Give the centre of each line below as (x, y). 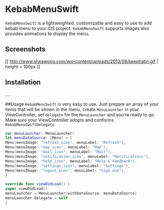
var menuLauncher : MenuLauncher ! (40, 133)
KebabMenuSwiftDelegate (30, 125)
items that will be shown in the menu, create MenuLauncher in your (72, 109)
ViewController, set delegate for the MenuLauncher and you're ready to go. (80, 114)
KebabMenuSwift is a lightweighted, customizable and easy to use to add (79, 23)
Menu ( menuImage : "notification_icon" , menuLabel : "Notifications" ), (78, 156)
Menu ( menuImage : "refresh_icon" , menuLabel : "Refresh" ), (66, 143)
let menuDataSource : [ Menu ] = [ (39, 138)
